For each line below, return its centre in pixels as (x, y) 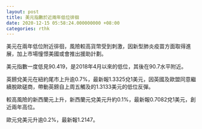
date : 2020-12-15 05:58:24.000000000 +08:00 (63, 23)
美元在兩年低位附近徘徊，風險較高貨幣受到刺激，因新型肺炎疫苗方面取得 (96, 46)
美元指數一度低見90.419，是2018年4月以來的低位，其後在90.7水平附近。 (96, 67)
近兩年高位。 (22, 107)
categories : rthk (28, 28)
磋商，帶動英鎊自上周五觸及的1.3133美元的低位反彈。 (88, 87)
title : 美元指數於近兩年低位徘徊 (43, 17)
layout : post (23, 12)
